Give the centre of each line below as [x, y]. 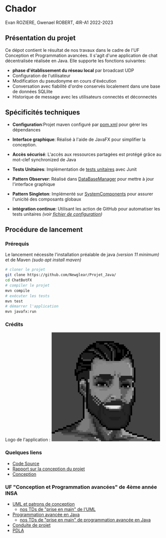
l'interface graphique [34, 184]
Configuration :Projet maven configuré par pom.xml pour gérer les [80, 124]
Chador [21, 9]
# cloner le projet [25, 270]
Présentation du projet [40, 38]
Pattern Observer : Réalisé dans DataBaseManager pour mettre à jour [83, 179]
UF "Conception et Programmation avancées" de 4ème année [81, 487]
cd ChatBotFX [19, 280]
